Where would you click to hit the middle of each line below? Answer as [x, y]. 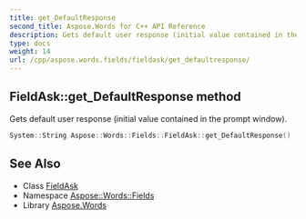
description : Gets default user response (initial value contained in [146, 35]
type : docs [30, 43]
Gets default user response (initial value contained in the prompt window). [148, 118]
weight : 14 [30, 52]
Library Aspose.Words [65, 204]
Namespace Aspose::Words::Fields [88, 195]
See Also [35, 164]
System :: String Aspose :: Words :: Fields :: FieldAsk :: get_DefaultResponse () [150, 135]
